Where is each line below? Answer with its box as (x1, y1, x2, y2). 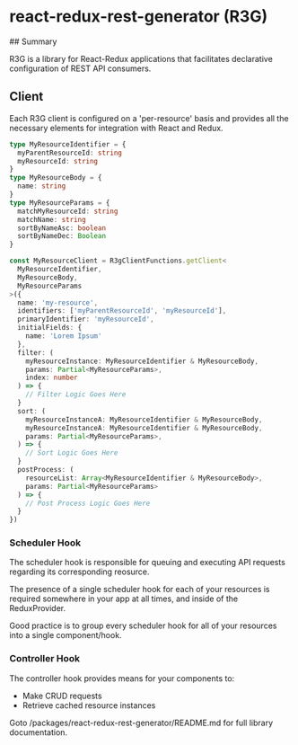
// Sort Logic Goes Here (25, 448, 118, 457)
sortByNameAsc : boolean (17, 223, 106, 233)
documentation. (9, 726, 68, 738)
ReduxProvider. (9, 603, 66, 614)
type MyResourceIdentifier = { (9, 139, 127, 149)
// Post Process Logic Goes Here (25, 499, 151, 508)
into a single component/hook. (9, 630, 123, 641)
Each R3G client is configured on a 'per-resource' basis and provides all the (9, 112, 289, 123)
